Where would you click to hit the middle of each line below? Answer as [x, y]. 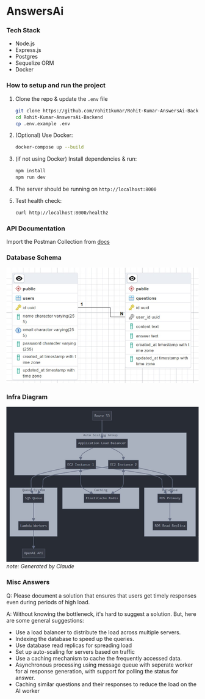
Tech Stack [23, 31]
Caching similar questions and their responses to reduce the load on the [106, 684]
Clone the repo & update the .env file [61, 98]
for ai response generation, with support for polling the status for [97, 671]
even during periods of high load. [48, 602]
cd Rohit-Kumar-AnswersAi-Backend [59, 117]
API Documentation [36, 229]
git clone [28, 111]
